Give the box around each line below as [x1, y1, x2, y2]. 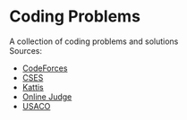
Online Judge [21, 91, 72, 102]
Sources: [9, 45, 43, 56]
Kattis [21, 81, 45, 92]
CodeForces [21, 63, 68, 73]
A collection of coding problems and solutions [9, 36, 179, 47]
